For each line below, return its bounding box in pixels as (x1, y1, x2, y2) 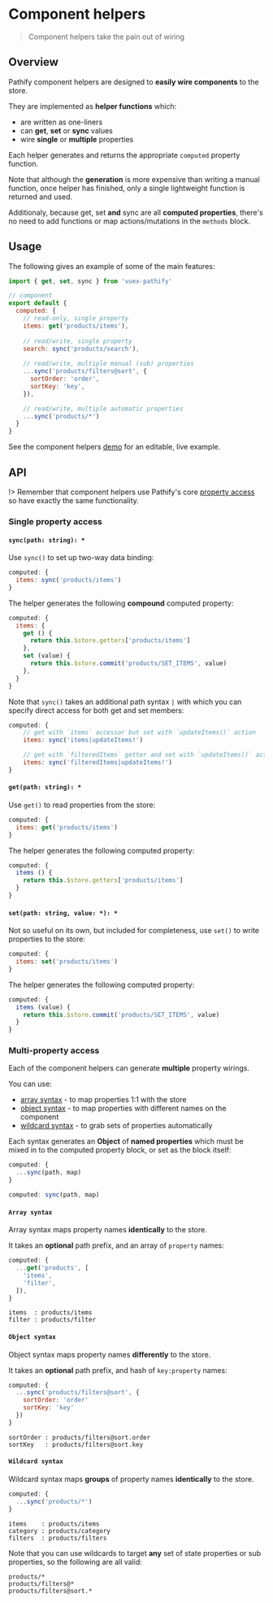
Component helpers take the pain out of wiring (28, 32, 185, 41)
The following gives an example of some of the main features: (8, 261, 215, 271)
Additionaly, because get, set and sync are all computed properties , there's (8, 207, 264, 217)
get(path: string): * (8, 784, 82, 792)
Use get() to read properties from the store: (8, 800, 156, 810)
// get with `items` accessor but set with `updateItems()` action (23, 728, 256, 736)
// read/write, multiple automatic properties (23, 404, 184, 413)
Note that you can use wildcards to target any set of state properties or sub (8, 1548, 262, 1557)
